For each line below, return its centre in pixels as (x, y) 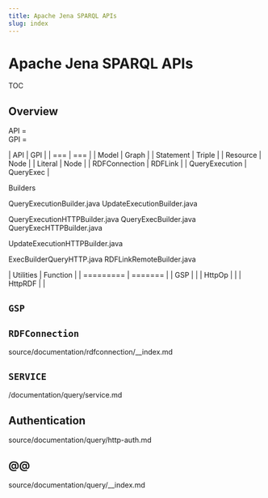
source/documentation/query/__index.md (77, 485)
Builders (22, 188)
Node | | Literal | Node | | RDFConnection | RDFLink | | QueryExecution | (128, 164)
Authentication (47, 421)
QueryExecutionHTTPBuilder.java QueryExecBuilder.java (102, 219)
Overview (33, 111)
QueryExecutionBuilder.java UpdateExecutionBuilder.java (103, 204)
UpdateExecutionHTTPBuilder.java (66, 244)
